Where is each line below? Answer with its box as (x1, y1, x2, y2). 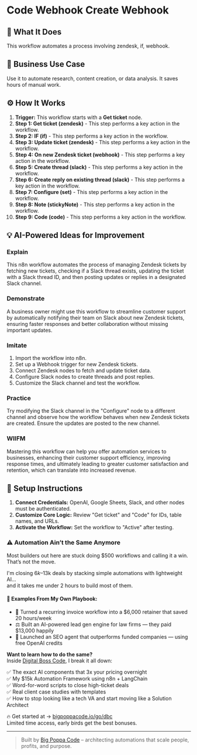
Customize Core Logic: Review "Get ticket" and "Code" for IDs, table (15, 511, 182, 519)
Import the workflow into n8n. (15, 354, 87, 361)
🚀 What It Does (6, 27, 62, 37)
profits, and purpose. (20, 742, 72, 749)
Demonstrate (6, 294, 45, 302)
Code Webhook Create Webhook (6, 4, 169, 17)
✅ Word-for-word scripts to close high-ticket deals (6, 681, 129, 689)
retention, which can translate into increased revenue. (6, 467, 137, 474)
